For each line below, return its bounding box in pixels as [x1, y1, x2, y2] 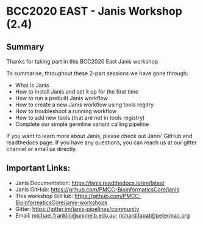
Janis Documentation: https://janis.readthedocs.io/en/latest [15, 179, 165, 186]
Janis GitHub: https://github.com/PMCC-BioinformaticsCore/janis [15, 185, 180, 193]
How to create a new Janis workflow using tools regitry [15, 101, 154, 108]
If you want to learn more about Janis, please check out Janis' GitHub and [6, 133, 193, 139]
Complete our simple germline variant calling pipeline [15, 120, 149, 128]
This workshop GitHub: [15, 192, 73, 199]
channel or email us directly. [6, 146, 77, 152]
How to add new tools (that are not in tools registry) [15, 114, 145, 121]
